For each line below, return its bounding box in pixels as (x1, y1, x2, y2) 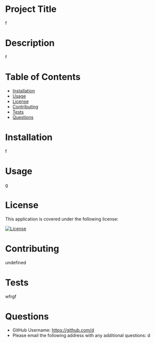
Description (5, 37, 55, 49)
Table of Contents (5, 71, 81, 83)
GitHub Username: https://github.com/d (12, 327, 94, 333)
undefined (5, 259, 26, 265)
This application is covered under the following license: (5, 216, 119, 222)
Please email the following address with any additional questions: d (12, 333, 151, 339)
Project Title (5, 3, 57, 15)
